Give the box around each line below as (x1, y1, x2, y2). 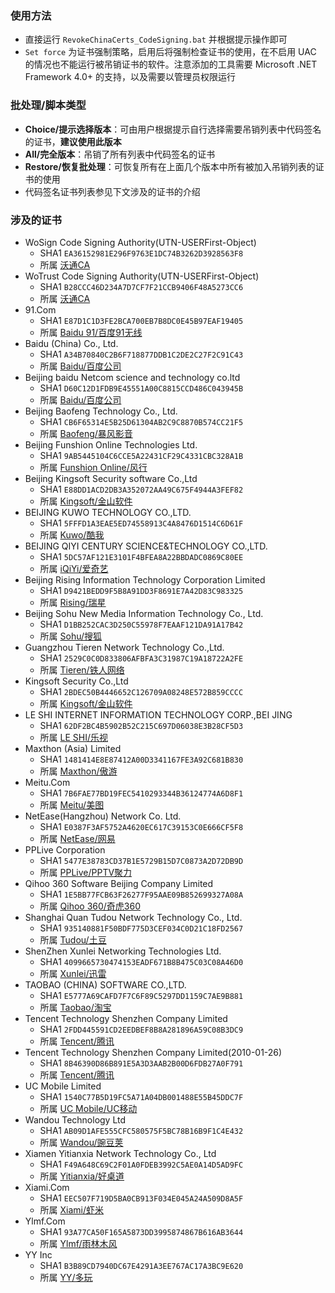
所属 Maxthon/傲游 (39, 765, 118, 777)
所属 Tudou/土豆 (39, 933, 107, 946)
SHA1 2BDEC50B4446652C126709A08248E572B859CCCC (39, 685, 244, 697)
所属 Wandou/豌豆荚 (39, 1136, 124, 1148)
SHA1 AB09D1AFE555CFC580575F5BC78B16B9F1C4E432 (39, 1124, 244, 1136)
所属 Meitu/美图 (39, 798, 105, 811)
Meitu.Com (24, 776, 71, 788)
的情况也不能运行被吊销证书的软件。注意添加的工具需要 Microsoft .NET (24, 58, 318, 71)
